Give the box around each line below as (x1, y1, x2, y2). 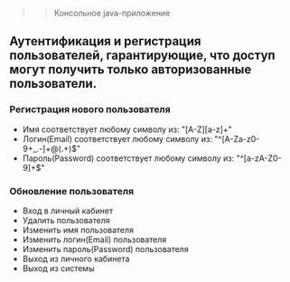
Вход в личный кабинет (22, 205, 114, 216)
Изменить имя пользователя (22, 224, 134, 235)
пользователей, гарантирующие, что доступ (9, 48, 276, 63)
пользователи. (9, 76, 98, 91)
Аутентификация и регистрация (9, 33, 201, 49)
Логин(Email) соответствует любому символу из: (22, 133, 212, 144)
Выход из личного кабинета (22, 253, 130, 264)
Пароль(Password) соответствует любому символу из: (22, 153, 235, 164)
